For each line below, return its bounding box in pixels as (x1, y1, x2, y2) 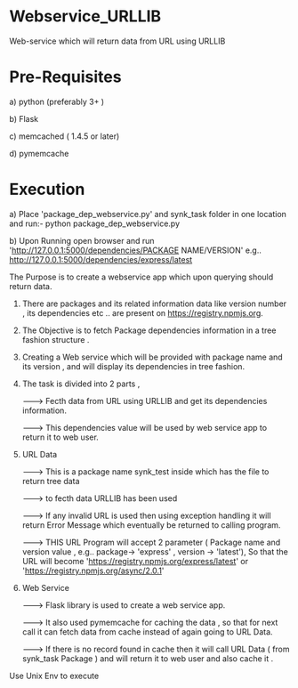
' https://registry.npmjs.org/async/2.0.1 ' (21, 565, 165, 576)
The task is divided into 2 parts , (21, 378, 141, 389)
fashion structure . (21, 334, 90, 344)
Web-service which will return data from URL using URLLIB (9, 36, 226, 46)
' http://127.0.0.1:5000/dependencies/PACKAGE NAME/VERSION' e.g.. (9, 245, 262, 255)
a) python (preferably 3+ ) (9, 96, 105, 107)
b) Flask (9, 113, 39, 124)
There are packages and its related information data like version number (21, 298, 287, 309)
